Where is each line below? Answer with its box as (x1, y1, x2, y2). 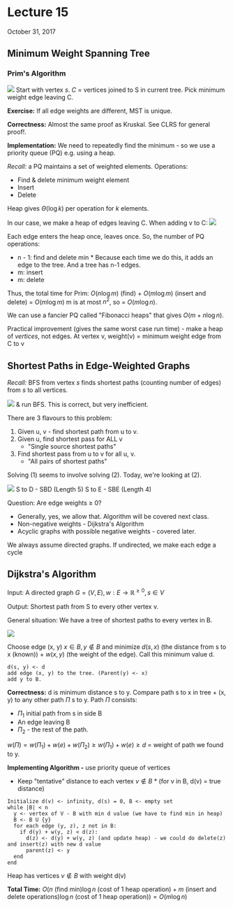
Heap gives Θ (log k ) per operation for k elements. (7, 204, 149, 212)
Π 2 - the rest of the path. (17, 725, 89, 736)
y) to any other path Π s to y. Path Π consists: (7, 695, 137, 704)
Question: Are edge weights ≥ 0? (7, 498, 102, 508)
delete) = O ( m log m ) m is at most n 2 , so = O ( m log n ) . (7, 296, 158, 306)
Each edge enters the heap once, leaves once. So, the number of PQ (7, 232, 204, 240)
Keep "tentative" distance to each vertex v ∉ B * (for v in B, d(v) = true (17, 776, 221, 785)
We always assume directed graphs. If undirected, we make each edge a (7, 540, 216, 550)
